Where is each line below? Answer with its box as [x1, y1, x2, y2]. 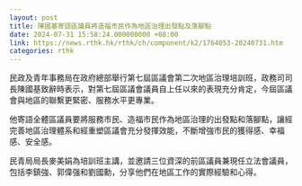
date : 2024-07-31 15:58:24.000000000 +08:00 [9, 30, 179, 39]
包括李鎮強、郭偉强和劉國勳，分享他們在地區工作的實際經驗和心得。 [9, 167, 262, 178]
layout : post [9, 13, 58, 22]
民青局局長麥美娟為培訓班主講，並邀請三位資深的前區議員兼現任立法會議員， [9, 155, 293, 166]
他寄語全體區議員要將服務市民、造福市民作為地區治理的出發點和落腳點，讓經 [9, 114, 293, 125]
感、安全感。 [9, 137, 57, 147]
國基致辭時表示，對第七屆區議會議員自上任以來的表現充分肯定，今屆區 [24, 84, 285, 94]
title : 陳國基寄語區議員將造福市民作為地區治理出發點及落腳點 [9, 22, 212, 31]
